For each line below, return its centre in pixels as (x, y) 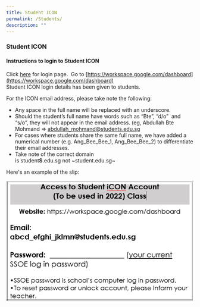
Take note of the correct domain (54, 154)
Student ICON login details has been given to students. (74, 87)
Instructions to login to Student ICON (53, 61)
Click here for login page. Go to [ (47, 74)
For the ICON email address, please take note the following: (79, 98)
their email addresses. (42, 148)
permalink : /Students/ (34, 19)
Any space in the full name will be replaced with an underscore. (93, 109)
